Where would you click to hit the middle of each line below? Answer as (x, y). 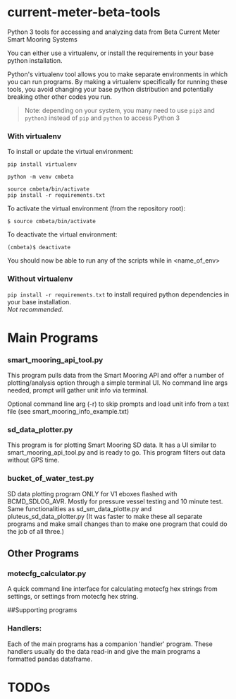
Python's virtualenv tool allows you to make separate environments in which (118, 74)
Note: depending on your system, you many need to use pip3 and (119, 110)
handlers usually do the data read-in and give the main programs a (104, 651)
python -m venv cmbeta (41, 177)
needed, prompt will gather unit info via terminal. (78, 390)
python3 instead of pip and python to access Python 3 (102, 118)
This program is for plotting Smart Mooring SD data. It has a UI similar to (112, 445)
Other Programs (43, 554)
